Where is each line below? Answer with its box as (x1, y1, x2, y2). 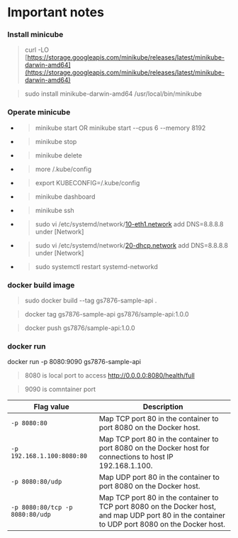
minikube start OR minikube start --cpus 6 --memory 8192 (35, 123, 206, 132)
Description (142, 402, 183, 412)
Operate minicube (7, 107, 71, 117)
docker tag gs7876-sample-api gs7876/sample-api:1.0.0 (24, 310, 189, 319)
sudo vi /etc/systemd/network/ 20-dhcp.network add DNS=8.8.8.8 (35, 241, 229, 249)
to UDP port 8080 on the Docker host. (98, 520, 225, 529)
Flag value (33, 402, 69, 412)
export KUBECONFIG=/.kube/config (35, 178, 140, 187)
